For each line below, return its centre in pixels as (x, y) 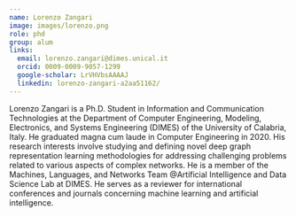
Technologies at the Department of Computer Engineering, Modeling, (136, 118)
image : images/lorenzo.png (59, 26)
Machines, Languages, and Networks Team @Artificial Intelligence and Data (148, 174)
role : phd (27, 34)
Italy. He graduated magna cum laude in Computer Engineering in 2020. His (147, 136)
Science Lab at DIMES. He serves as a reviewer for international (125, 183)
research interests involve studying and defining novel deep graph (130, 146)
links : (21, 50)
